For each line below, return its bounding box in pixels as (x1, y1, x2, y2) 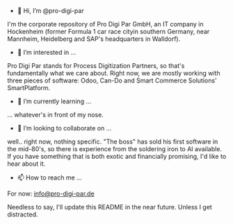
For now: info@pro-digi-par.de (7, 189, 95, 198)
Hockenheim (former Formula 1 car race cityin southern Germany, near (7, 28, 210, 35)
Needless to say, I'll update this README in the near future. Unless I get (7, 203, 212, 211)
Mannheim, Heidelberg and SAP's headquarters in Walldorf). (7, 35, 181, 43)
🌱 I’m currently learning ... (17, 97, 92, 105)
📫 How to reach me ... (17, 173, 82, 182)
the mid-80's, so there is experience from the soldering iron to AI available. (7, 145, 223, 153)
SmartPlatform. (7, 84, 51, 92)
